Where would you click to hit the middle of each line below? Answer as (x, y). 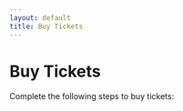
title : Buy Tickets (46, 26)
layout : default (40, 18)
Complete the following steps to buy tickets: (92, 96)
